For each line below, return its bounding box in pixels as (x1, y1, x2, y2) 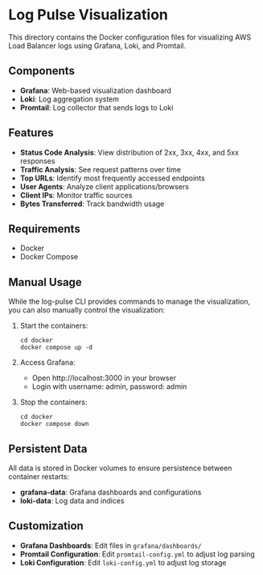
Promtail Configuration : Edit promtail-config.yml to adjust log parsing (19, 549, 255, 559)
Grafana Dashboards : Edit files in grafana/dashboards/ (19, 540, 202, 550)
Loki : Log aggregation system (19, 94, 119, 104)
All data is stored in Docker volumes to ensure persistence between (8, 463, 232, 473)
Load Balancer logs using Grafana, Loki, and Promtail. (8, 40, 187, 50)
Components (8, 64, 75, 78)
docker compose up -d (19, 344, 92, 352)
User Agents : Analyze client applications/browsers (19, 181, 189, 191)
